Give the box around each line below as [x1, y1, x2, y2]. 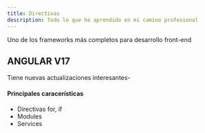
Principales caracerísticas [7, 89, 84, 97]
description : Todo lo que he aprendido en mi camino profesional [7, 17, 198, 23]
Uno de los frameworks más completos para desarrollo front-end [7, 35, 192, 43]
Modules [17, 112, 43, 121]
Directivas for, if [17, 105, 63, 113]
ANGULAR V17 [7, 55, 71, 67]
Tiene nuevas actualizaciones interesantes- [7, 74, 131, 82]
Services [17, 119, 43, 127]
